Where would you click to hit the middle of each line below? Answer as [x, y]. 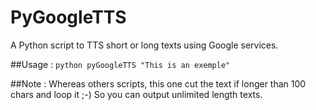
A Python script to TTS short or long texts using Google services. [144, 45]
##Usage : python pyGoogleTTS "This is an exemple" [120, 64]
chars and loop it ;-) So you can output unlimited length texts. [136, 94]
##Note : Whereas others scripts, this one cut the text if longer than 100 [158, 83]
